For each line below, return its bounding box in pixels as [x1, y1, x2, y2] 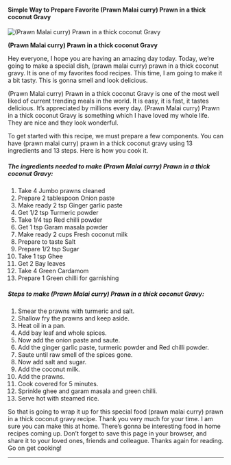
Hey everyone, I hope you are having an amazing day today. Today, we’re [8, 55, 215, 63]
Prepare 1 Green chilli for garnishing [17, 274, 119, 282]
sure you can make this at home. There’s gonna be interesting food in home [8, 422, 221, 431]
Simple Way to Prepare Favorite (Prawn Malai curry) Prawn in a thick [8, 5, 206, 14]
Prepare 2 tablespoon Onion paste [17, 194, 115, 202]
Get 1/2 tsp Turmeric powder [17, 209, 99, 217]
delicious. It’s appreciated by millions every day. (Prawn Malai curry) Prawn [8, 104, 220, 112]
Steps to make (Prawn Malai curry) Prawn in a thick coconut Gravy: [8, 290, 205, 298]
